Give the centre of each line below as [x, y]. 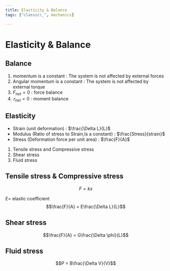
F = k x [86, 189]
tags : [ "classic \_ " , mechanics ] [40, 15]
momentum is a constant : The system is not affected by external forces [88, 76]
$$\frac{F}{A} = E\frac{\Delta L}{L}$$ [86, 206]
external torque [29, 87]
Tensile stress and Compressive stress [53, 149]
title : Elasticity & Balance [36, 10]
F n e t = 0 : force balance [38, 93]
